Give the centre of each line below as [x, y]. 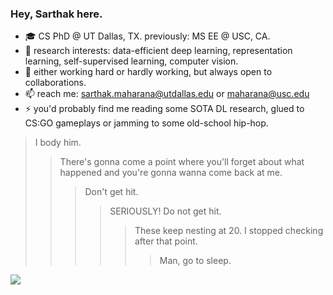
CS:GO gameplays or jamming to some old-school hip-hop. [146, 123]
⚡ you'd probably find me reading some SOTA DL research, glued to [164, 109]
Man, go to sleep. [195, 261]
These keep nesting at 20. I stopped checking [229, 231]
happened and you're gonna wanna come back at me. [171, 173]
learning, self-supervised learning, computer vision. [131, 61]
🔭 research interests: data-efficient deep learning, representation [158, 51]
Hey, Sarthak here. [56, 14]
